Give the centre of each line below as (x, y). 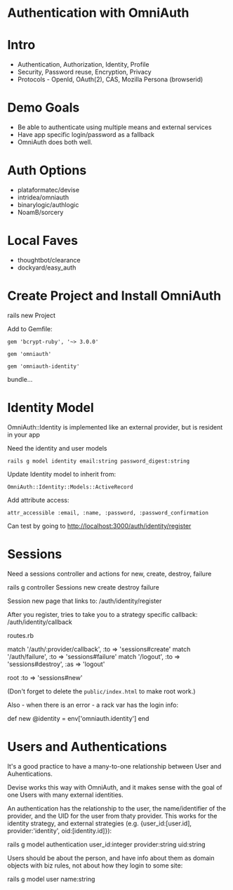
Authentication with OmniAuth (98, 13)
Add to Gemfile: (30, 328)
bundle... (20, 379)
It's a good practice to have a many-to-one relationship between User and (114, 766)
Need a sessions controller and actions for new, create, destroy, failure (109, 573)
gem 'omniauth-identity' (44, 366)
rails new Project (32, 315)
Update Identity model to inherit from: (62, 474)
